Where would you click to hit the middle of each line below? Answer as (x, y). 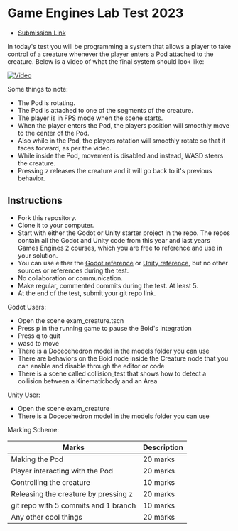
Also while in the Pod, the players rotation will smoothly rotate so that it (121, 141)
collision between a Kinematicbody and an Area (87, 381)
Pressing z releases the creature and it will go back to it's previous (115, 170)
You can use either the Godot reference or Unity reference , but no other (123, 263)
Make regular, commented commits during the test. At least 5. (108, 285)
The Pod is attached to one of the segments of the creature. (105, 110)
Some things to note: (38, 89)
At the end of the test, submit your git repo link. (87, 293)
